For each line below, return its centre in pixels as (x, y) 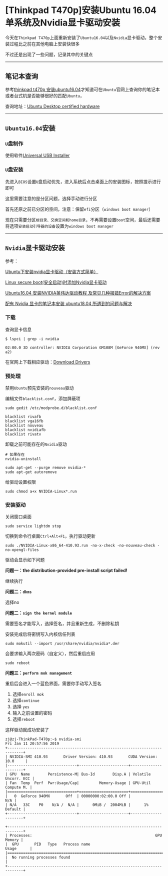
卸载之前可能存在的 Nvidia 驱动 (36, 444)
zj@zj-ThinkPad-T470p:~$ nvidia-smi (43, 739)
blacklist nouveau (24, 425)
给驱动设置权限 (20, 482)
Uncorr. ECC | (20, 779)
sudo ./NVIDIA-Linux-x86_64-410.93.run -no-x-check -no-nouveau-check (80, 545)
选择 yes (21, 707)
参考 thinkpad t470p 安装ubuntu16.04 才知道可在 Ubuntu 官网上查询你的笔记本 (82, 89)
